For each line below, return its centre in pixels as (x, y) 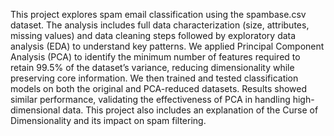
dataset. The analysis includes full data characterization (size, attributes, (160, 25)
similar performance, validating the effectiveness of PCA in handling (150, 99)
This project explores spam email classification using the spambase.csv (158, 14)
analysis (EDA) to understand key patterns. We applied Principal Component (167, 46)
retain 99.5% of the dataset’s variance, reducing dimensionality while (152, 67)
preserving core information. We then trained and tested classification (154, 78)
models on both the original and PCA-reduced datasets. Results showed (158, 88)
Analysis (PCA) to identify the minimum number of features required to (155, 57)
